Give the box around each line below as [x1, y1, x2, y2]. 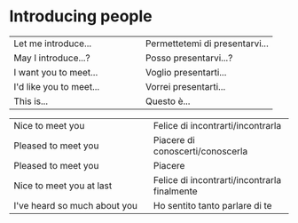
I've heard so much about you [13, 199, 137, 211]
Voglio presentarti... [145, 66, 227, 78]
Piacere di [153, 133, 195, 146]
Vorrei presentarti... [145, 80, 226, 92]
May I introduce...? [13, 52, 90, 64]
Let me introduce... [13, 37, 92, 50]
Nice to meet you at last [13, 179, 113, 192]
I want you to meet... [13, 66, 98, 78]
